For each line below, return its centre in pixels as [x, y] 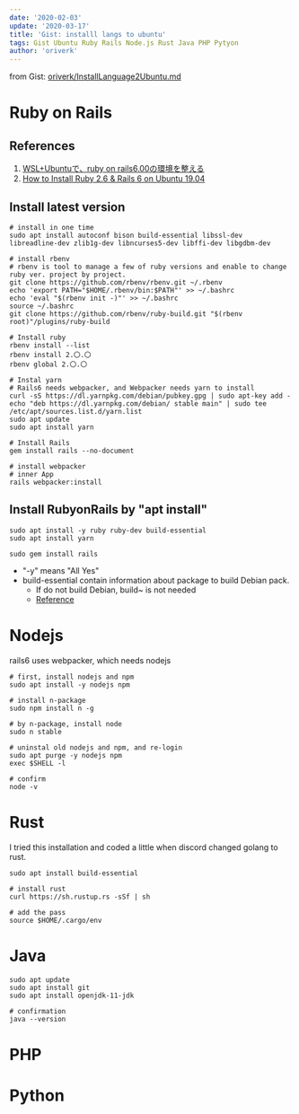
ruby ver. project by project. [68, 275]
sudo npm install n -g [52, 708]
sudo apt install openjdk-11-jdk [72, 996]
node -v [24, 786]
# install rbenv [40, 259]
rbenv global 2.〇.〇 [48, 364]
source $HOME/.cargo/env [56, 920]
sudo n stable [36, 732]
